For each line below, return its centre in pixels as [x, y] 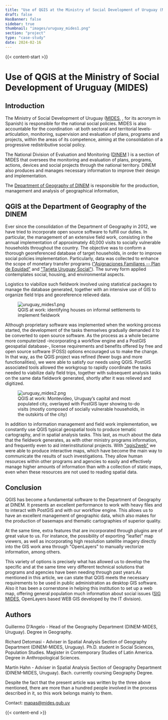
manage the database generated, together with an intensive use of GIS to [81, 289]
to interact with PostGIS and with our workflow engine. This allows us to [79, 510]
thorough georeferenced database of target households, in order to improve [83, 253]
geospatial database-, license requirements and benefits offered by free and [84, 346]
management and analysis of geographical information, [62, 190]
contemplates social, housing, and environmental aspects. [65, 274]
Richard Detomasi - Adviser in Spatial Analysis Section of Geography [76, 642]
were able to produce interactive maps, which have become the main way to [84, 450]
